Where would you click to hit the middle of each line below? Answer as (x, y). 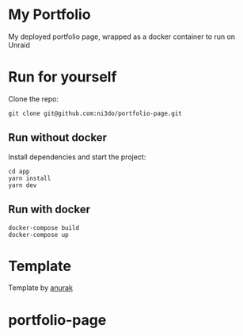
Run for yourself (63, 77)
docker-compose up (38, 235)
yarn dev (23, 185)
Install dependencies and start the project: (77, 157)
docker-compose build (44, 227)
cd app (19, 171)
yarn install (30, 178)
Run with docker (49, 210)
